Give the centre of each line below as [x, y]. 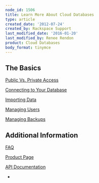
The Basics [23, 68]
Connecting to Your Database [36, 90]
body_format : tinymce [28, 48]
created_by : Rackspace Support [38, 29]
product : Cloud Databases [32, 43]
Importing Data [21, 100]
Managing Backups [25, 119]
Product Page [20, 157]
